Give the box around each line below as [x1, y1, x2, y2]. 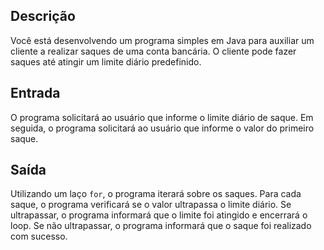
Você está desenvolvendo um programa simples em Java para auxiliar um [10, 34, 315, 46]
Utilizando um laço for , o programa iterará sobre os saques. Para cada [10, 188, 302, 200]
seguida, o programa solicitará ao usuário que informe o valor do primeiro [10, 122, 315, 134]
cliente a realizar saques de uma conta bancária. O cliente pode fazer [10, 45, 297, 57]
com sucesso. [10, 230, 68, 243]
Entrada [10, 85, 61, 102]
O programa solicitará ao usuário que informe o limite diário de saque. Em [10, 111, 314, 123]
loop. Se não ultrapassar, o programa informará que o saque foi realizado [10, 220, 312, 232]
